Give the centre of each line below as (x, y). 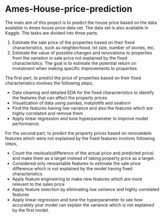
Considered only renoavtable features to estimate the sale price (76, 163)
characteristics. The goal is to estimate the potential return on (74, 63)
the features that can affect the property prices (60, 98)
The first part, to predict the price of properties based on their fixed (73, 78)
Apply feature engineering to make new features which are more (77, 179)
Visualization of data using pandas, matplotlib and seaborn (71, 103)
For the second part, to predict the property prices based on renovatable (78, 133)
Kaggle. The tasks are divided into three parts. (52, 33)
